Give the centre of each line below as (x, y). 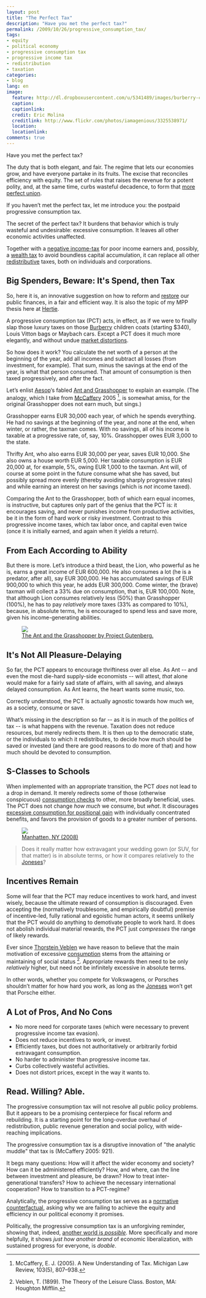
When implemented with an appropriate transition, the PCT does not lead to (102, 786)
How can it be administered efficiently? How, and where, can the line (93, 1169)
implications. (46, 1132)
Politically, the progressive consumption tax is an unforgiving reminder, (96, 1226)
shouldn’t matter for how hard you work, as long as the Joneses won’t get (99, 986)
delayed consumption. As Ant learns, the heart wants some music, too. (96, 689)
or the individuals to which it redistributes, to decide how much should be (99, 739)
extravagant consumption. (48, 1053)
